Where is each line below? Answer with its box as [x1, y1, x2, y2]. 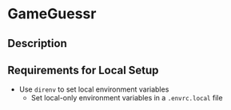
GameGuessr [7, 5, 97, 23]
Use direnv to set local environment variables [18, 84, 169, 94]
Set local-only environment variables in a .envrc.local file [30, 93, 223, 103]
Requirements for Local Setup [7, 63, 159, 77]
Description [7, 37, 67, 50]
